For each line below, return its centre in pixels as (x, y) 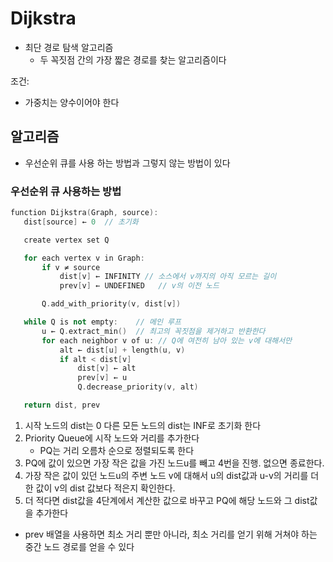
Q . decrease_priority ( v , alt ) (138, 387)
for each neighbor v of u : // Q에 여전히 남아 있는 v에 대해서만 (167, 340)
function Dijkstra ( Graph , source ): (84, 213)
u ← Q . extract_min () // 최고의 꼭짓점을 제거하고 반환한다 (153, 331)
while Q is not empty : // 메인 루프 (102, 322)
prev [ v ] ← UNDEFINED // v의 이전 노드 (139, 286)
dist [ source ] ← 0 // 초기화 (81, 222)
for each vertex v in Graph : (84, 258)
